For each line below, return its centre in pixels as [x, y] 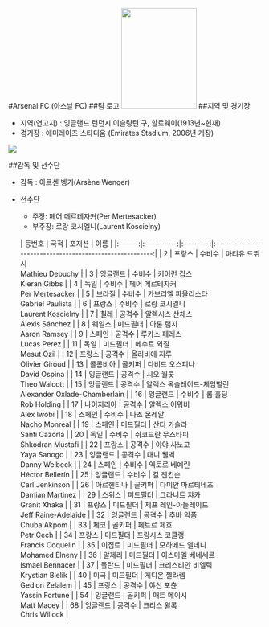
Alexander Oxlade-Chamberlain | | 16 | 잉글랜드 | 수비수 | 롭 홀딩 [124, 394]
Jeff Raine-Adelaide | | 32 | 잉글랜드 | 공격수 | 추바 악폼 [108, 515]
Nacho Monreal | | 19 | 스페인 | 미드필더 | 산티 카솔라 [104, 424]
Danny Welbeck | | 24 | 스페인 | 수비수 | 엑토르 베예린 [105, 465]
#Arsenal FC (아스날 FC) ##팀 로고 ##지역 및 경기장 [129, 106]
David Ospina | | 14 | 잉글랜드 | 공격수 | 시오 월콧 [97, 374]
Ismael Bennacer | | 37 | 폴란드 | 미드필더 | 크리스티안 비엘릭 [116, 565]
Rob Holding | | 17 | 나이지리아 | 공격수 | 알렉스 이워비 [105, 404]
